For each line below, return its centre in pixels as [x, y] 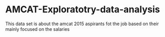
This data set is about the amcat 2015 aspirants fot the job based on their [82, 24]
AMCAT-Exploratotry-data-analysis [82, 10]
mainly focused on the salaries [38, 29]
